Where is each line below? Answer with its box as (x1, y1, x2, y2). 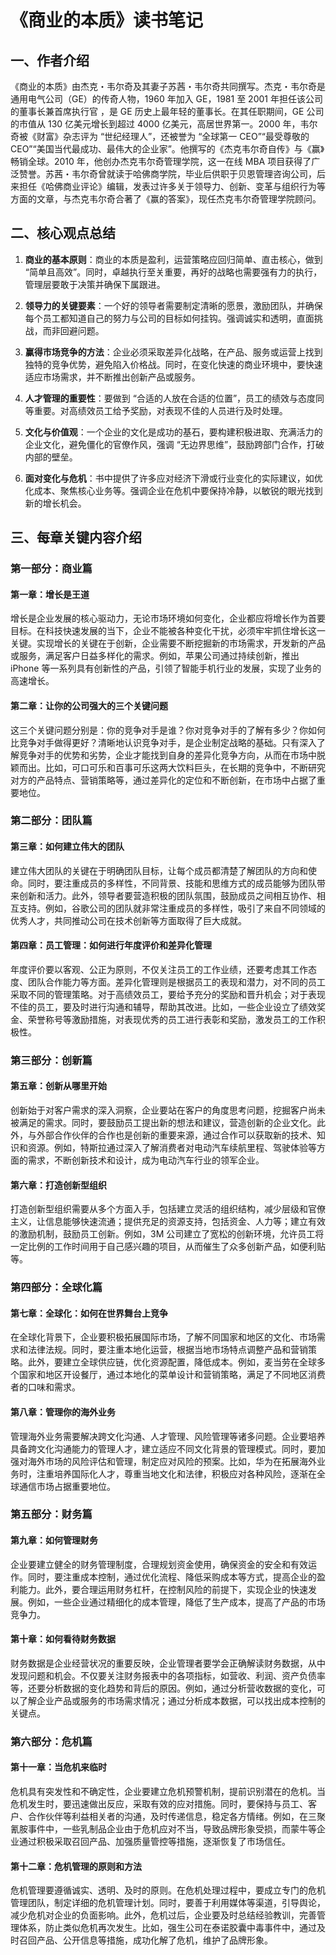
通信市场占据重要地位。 (18, 1480, 116, 1492)
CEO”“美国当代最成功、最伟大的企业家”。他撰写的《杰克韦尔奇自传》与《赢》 (10, 143, 325, 155)
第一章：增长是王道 (10, 588, 90, 600)
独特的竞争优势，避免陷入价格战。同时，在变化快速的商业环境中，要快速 (24, 358, 323, 370)
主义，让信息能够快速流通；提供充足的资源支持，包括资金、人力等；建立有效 (10, 1216, 326, 1228)
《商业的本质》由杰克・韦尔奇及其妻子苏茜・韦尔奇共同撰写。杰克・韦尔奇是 (10, 81, 326, 92)
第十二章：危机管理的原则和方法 (10, 1860, 142, 1872)
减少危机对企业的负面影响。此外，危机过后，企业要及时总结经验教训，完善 (10, 1909, 317, 1921)
